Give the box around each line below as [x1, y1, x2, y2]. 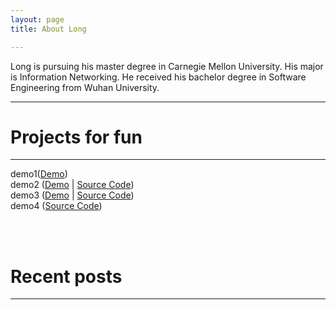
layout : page [10, 14, 65, 25]
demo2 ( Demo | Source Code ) [10, 179, 135, 191]
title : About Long [10, 24, 87, 34]
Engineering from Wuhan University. [10, 81, 160, 93]
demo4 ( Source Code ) [10, 200, 103, 212]
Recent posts [10, 265, 123, 288]
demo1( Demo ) [10, 168, 68, 180]
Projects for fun [10, 126, 143, 148]
